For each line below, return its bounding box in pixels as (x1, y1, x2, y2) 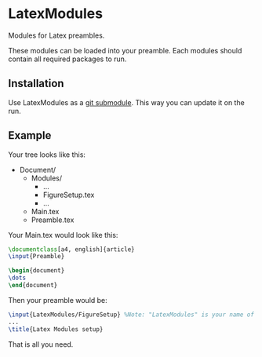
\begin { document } (8, 267, 65, 275)
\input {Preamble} (8, 253, 65, 260)
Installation (8, 77, 64, 90)
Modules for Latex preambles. (8, 31, 105, 40)
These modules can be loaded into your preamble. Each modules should (8, 46, 242, 55)
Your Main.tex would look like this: (8, 230, 118, 239)
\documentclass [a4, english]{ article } (8, 245, 135, 253)
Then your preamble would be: (8, 295, 107, 304)
